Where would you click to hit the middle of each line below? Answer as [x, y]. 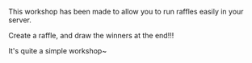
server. [20, 20]
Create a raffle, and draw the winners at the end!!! [91, 35]
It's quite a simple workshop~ [58, 51]
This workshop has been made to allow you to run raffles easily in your [126, 12]
